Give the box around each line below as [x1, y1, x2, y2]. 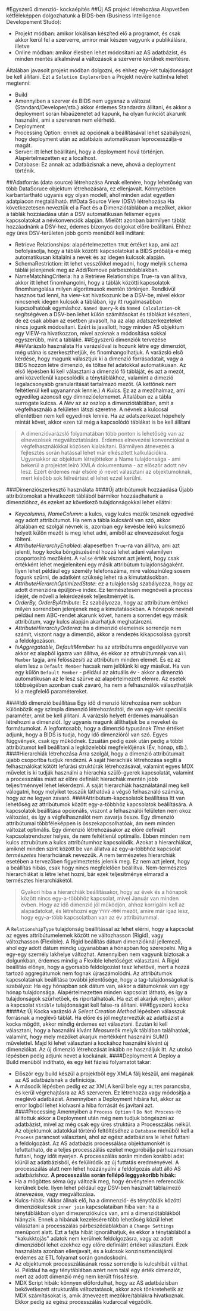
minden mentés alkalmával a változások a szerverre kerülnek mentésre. [14, 55, 190, 62]
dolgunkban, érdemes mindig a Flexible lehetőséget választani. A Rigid [6, 957, 180, 964]
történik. [14, 167, 36, 174]
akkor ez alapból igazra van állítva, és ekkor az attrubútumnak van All [14, 650, 187, 656]
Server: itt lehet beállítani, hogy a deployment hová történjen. [14, 148, 165, 155]
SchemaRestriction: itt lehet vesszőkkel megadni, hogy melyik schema [14, 260, 187, 267]
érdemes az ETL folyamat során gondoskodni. [14, 1254, 128, 1261]
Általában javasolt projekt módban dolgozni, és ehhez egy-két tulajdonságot [6, 67, 193, 74]
